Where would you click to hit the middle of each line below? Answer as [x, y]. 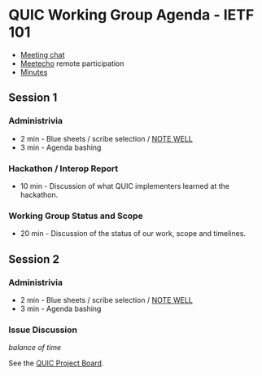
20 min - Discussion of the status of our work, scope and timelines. [133, 234]
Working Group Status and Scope [76, 216]
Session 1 [33, 98]
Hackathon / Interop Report [63, 168]
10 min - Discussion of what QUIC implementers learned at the [125, 186]
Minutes [34, 72]
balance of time [35, 348]
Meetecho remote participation [72, 63]
